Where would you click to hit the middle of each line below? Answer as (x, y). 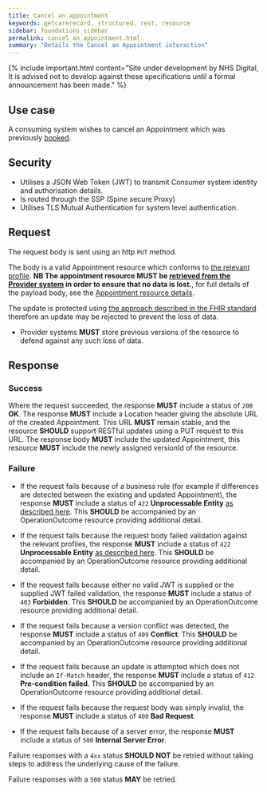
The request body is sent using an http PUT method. (92, 251)
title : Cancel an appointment (59, 16)
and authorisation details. (61, 190)
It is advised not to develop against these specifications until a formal (122, 77)
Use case (32, 110)
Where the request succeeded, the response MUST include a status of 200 (131, 406)
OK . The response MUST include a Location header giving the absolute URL (133, 414)
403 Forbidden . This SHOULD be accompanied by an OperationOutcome (139, 601)
